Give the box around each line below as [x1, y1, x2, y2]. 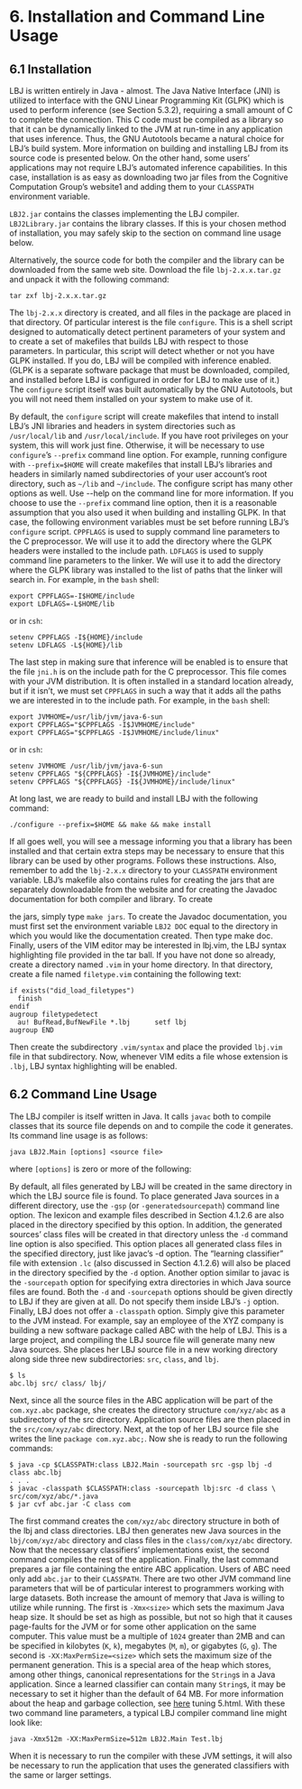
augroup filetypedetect [9, 1010, 99, 1019]
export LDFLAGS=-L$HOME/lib [9, 600, 115, 609]
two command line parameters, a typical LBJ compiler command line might [9, 1707, 288, 1718]
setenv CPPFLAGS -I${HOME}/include [9, 633, 143, 642]
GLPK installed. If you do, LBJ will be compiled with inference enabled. [9, 355, 272, 366]
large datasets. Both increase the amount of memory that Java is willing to [9, 1592, 286, 1603]
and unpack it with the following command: [9, 274, 169, 284]
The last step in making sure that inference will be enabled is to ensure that [9, 657, 288, 667]
